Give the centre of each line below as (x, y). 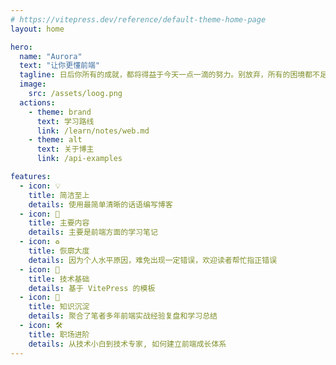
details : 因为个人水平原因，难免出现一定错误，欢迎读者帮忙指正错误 (153, 260)
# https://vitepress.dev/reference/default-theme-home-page (138, 19)
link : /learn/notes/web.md (93, 131)
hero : (21, 47)
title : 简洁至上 (59, 195)
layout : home (37, 29)
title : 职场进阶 (59, 334)
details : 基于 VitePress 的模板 (92, 288)
